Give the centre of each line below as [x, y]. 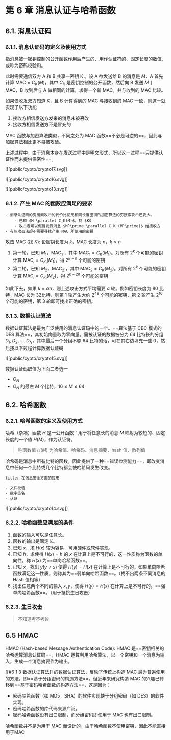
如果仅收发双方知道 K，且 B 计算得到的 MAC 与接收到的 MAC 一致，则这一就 [86, 101]
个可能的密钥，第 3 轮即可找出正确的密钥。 [51, 301]
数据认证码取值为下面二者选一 [36, 369]
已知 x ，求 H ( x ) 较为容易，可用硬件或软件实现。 [63, 548]
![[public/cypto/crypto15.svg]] [36, 358]
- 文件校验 [15, 488]
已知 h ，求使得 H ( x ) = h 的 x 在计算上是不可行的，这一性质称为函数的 [85, 554]
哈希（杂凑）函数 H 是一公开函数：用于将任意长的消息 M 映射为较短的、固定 [85, 433]
